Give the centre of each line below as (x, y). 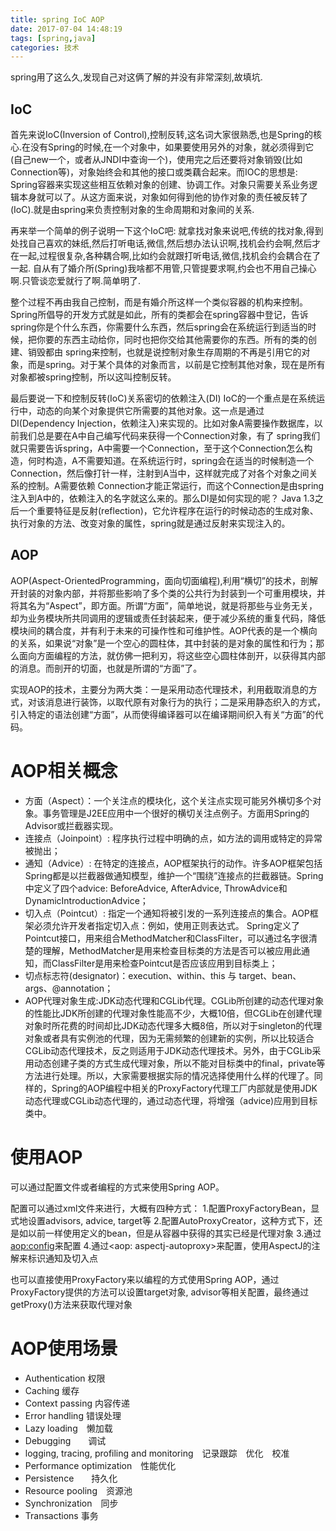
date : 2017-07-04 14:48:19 (66, 29)
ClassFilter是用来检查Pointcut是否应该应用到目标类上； (164, 963)
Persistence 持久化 (71, 1478)
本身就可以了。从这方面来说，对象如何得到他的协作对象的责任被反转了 (163, 197)
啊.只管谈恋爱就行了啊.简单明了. (76, 281)
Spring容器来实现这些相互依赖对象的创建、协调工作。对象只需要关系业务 (160, 185)
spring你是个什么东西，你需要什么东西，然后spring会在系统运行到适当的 (159, 327)
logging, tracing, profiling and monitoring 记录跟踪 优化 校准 (157, 1453)
